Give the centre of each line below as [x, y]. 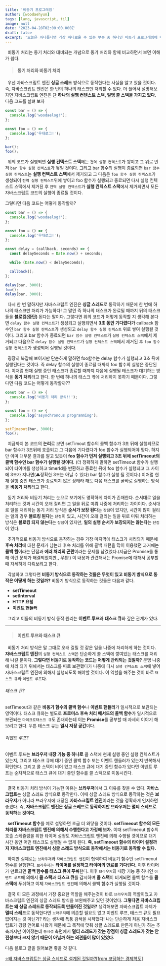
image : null [17, 24]
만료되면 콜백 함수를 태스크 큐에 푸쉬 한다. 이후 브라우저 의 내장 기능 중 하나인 [82, 871]
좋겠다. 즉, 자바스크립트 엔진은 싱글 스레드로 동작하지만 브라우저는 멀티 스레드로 [81, 806]
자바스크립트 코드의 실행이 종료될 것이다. [44, 193]
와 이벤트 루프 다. [32, 678]
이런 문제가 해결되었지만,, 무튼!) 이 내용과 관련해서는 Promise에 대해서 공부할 [84, 558]
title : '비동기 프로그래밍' [30, 10]
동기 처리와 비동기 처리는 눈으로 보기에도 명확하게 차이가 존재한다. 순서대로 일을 [84, 498]
